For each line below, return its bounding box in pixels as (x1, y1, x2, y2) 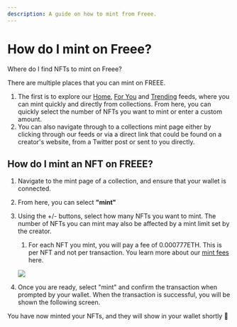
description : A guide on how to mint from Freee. (7, 10, 158, 18)
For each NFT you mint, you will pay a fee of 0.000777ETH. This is (28, 241, 222, 250)
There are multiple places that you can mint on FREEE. (7, 78, 166, 87)
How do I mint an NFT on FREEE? (7, 158, 154, 170)
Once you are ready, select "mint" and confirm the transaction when (17, 283, 218, 291)
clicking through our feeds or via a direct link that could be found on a (17, 129, 222, 139)
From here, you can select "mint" (17, 198, 116, 207)
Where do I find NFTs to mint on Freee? (7, 65, 122, 73)
